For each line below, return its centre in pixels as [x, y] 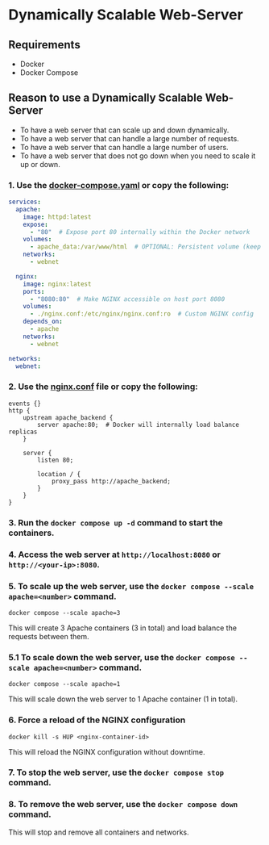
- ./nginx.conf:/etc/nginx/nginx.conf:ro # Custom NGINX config [141, 314]
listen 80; [56, 460]
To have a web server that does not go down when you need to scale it [138, 156]
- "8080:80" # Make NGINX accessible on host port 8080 [127, 299]
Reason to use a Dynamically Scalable [106, 98]
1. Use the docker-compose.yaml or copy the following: [119, 185]
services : [25, 202]
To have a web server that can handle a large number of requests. [129, 138]
